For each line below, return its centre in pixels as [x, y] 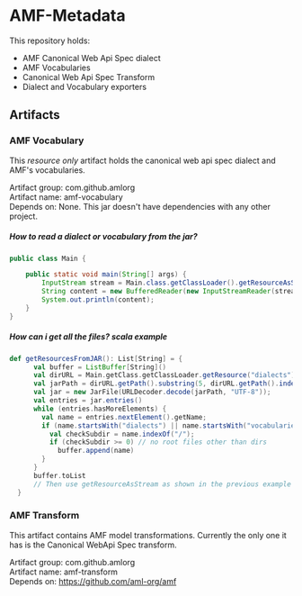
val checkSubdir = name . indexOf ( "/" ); [122, 434]
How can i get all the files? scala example [89, 337]
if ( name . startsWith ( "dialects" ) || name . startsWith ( [144, 425]
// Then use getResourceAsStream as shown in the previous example [162, 484]
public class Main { [48, 258]
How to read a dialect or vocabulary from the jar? [103, 237]
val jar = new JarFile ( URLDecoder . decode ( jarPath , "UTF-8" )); [152, 393]
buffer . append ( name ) [96, 451]
